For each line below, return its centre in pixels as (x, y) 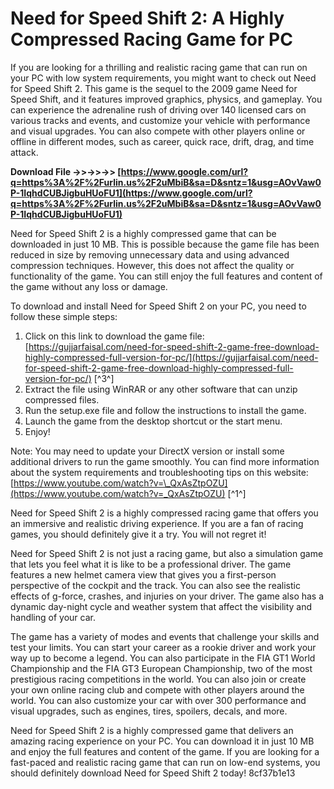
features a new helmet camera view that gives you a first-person (143, 574)
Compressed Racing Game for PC (151, 39)
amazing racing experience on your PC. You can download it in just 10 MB (162, 741)
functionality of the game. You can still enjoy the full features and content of (166, 276)
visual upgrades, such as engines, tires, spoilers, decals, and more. (149, 711)
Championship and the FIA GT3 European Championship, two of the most (161, 668)
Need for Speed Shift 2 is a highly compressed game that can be (143, 233)
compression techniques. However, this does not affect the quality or (152, 265)
